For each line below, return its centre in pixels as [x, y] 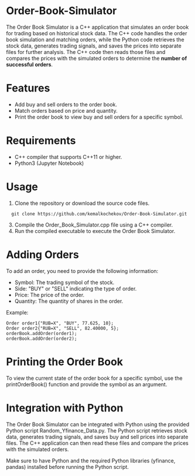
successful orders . [30, 64]
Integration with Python [65, 408]
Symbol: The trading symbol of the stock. [64, 282]
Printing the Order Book [65, 362]
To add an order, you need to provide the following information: [82, 271]
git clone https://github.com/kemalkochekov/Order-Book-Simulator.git [99, 214]
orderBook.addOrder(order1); [42, 333]
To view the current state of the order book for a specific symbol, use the [94, 378]
